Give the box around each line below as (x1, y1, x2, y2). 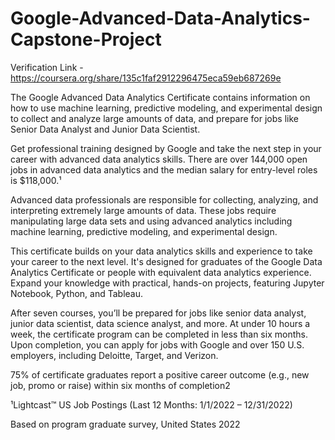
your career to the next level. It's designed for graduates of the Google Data (10, 255, 323, 267)
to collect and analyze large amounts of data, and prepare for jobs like (10, 112, 299, 124)
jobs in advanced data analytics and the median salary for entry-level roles (10, 163, 318, 176)
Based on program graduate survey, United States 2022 (10, 418, 241, 430)
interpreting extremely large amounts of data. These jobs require (10, 204, 277, 216)
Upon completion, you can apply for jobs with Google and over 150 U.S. (10, 338, 305, 351)
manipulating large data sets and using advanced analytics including (10, 215, 293, 227)
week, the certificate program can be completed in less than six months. (10, 328, 308, 340)
